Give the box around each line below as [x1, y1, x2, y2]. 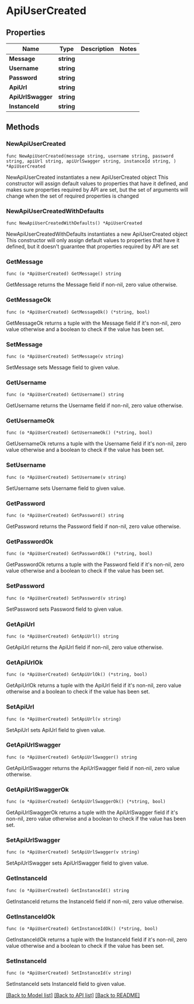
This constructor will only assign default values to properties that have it [6, 236, 180, 244]
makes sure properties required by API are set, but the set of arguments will [6, 186, 188, 193]
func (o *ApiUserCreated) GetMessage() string [6, 271, 122, 277]
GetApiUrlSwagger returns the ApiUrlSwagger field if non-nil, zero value [6, 764, 180, 771]
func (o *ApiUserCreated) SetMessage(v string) [6, 353, 124, 359]
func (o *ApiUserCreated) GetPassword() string [6, 513, 124, 519]
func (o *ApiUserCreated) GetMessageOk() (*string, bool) [6, 309, 150, 315]
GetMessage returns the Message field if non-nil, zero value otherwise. [6, 281, 178, 288]
